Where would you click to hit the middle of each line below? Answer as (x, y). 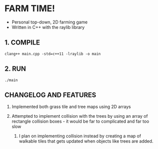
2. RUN (15, 69)
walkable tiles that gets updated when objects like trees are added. (86, 141)
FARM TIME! (30, 9)
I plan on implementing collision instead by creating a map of (80, 136)
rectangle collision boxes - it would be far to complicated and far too (80, 121)
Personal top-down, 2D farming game (49, 22)
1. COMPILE (22, 43)
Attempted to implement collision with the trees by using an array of (80, 116)
